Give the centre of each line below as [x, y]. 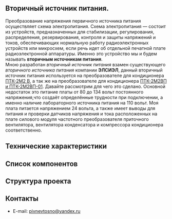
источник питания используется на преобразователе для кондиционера [85, 75]
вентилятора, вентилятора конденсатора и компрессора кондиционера [84, 124]
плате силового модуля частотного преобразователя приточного [77, 119]
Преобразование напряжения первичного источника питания [73, 21]
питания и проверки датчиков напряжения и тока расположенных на [81, 114]
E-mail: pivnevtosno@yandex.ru [46, 211]
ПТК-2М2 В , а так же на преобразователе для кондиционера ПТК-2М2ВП [86, 81]
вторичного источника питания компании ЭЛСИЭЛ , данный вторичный [84, 70]
